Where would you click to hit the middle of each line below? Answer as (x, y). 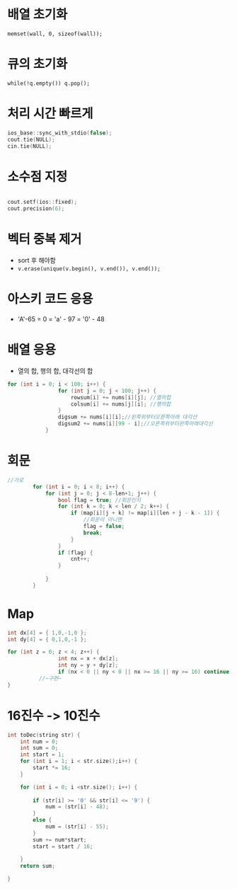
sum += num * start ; (60, 839)
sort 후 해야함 (37, 260)
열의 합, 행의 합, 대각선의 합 (55, 371)
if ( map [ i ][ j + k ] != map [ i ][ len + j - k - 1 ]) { (145, 513)
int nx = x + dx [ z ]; (88, 659)
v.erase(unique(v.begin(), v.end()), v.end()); (89, 269)
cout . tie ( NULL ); (31, 139)
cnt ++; (80, 559)
